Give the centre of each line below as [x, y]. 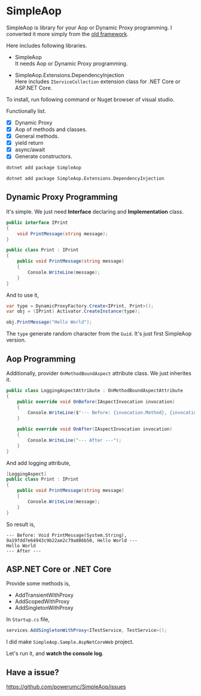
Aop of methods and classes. [51, 129]
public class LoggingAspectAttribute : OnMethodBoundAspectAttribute [95, 390]
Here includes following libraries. [47, 45]
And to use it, [22, 295]
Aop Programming [41, 359]
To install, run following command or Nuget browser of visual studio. [90, 99]
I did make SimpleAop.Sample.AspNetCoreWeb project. [70, 642]
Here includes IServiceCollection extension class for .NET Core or [98, 81]
